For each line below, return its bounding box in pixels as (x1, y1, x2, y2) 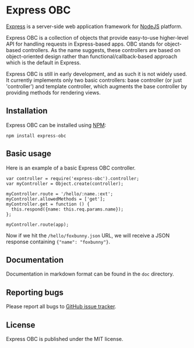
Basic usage (6, 149, 51, 159)
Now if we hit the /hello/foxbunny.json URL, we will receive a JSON (6, 232, 170, 239)
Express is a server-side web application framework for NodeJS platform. (6, 23, 182, 30)
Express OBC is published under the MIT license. (6, 336, 124, 342)
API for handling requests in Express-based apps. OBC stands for (6, 40, 163, 47)
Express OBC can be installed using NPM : (6, 121, 107, 129)
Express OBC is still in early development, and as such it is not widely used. (6, 70, 188, 77)
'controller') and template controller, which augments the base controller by (6, 82, 188, 89)
